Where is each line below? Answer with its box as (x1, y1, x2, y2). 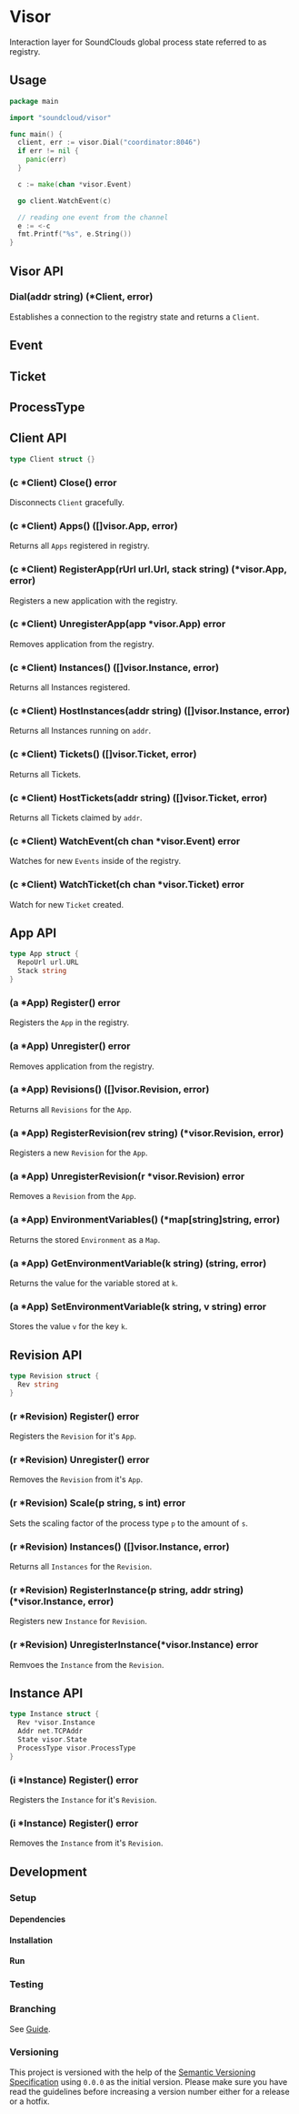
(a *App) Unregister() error (9, 1040, 131, 1052)
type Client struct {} (9, 454, 95, 463)
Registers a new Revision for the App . (9, 1147, 148, 1158)
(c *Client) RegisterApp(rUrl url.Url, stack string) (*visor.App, (9, 563, 287, 575)
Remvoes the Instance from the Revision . (9, 1659, 164, 1670)
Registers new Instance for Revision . (9, 1616, 148, 1627)
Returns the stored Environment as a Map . (9, 1234, 161, 1245)
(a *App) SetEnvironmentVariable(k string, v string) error (9, 1300, 266, 1313)
